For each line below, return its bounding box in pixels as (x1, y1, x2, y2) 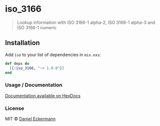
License (5, 105, 24, 111)
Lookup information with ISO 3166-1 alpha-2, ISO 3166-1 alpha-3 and (17, 19, 155, 25)
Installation (5, 39, 40, 47)
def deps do (5, 61, 29, 66)
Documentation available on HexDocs (5, 92, 80, 98)
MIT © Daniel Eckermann (5, 116, 56, 122)
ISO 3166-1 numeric (17, 24, 57, 30)
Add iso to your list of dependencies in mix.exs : (5, 52, 101, 57)
